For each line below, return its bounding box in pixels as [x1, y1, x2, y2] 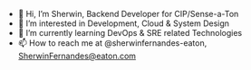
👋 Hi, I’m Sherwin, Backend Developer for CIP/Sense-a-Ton [17, 9, 239, 19]
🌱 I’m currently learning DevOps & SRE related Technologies [17, 28, 243, 38]
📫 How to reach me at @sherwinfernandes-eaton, [17, 38, 208, 48]
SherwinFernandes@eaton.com [17, 50, 137, 61]
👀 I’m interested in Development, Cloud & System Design [17, 18, 229, 29]
